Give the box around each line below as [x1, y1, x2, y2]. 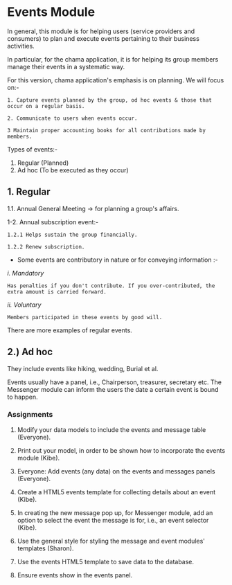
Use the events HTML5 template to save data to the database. [17, 557, 195, 566]
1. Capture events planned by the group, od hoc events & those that [7, 96, 213, 104]
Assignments [7, 410, 53, 420]
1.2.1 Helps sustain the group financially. [7, 231, 138, 238]
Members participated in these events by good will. [7, 314, 163, 321]
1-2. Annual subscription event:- [7, 217, 99, 226]
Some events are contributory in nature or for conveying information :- [17, 255, 218, 264]
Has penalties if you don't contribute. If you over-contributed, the [7, 282, 215, 289]
